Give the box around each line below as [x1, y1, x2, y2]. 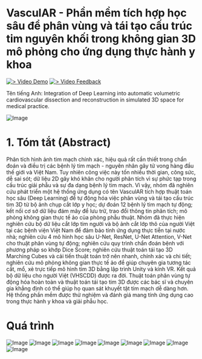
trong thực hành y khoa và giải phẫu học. [6, 298, 109, 305]
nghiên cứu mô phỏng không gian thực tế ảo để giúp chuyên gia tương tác [6, 259, 191, 266]
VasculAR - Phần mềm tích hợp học [6, 6, 187, 20]
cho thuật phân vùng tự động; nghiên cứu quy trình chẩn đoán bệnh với [6, 239, 184, 247]
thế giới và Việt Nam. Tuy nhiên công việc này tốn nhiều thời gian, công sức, [6, 168, 196, 176]
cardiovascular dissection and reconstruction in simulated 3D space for [6, 96, 184, 103]
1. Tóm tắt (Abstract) [6, 135, 111, 149]
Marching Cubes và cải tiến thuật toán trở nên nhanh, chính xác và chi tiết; [6, 252, 192, 259]
